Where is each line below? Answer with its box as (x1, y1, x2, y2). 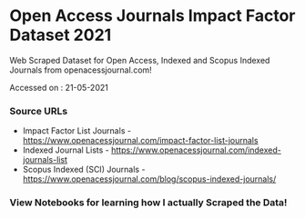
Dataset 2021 (9, 25, 112, 45)
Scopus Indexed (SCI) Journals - (22, 164, 146, 175)
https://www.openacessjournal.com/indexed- (110, 144, 282, 155)
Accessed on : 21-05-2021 (9, 82, 109, 93)
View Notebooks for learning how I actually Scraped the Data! (9, 196, 288, 209)
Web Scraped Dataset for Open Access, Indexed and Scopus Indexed (9, 54, 270, 65)
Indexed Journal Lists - (22, 144, 109, 155)
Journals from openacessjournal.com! (9, 64, 152, 75)
